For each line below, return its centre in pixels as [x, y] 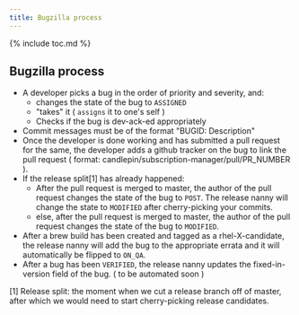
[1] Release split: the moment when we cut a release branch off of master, [145, 292]
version [36, 274]
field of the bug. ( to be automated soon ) [128, 274]
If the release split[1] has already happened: [103, 179]
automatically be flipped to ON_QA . [84, 255]
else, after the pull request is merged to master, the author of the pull [163, 217]
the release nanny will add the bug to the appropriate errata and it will [151, 245]
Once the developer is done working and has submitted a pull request [151, 141]
